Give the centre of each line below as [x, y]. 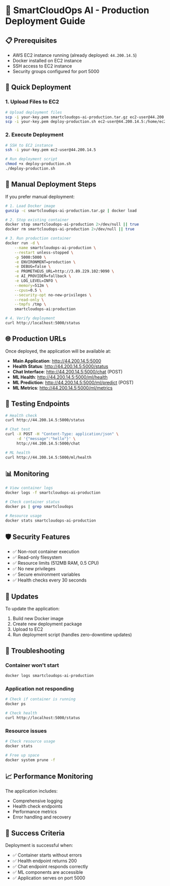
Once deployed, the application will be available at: [58, 351]
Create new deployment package [47, 624]
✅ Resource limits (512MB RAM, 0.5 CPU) [56, 563]
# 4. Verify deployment [30, 318]
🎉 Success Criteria [35, 833]
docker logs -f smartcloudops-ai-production [53, 493]
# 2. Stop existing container [37, 220]
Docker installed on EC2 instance [47, 61]
